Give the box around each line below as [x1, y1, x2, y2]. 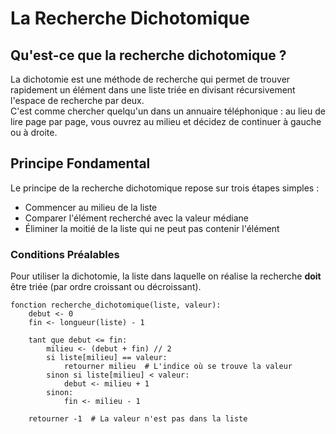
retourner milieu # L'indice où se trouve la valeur [63, 362, 293, 372]
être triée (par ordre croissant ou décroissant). [10, 281, 202, 293]
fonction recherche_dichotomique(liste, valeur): [10, 300, 222, 311]
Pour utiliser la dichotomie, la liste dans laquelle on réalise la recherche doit [10, 270, 322, 282]
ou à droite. [10, 127, 58, 138]
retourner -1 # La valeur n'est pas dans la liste [28, 414, 248, 424]
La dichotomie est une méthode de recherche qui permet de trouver [10, 73, 291, 85]
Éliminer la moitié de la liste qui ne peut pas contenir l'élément [24, 222, 280, 234]
